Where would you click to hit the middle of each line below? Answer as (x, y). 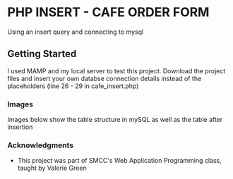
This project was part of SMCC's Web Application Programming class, (120, 161)
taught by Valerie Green (52, 168)
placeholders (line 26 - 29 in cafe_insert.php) (73, 86)
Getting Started (42, 54)
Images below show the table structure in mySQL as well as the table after (115, 120)
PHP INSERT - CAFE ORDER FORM (108, 12)
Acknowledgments (41, 145)
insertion (20, 127)
